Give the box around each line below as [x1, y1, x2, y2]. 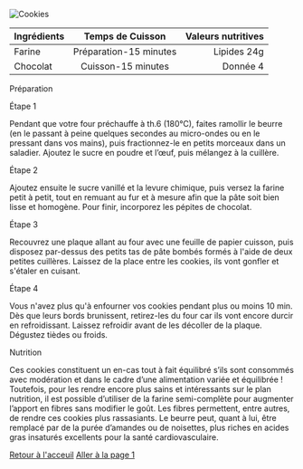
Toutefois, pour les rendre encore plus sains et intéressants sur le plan [9, 384, 271, 394]
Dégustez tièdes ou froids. [9, 330, 109, 340]
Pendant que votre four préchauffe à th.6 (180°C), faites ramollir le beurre [9, 119, 283, 129]
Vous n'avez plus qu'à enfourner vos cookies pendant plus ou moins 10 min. [9, 301, 293, 311]
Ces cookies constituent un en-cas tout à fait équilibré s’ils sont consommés [9, 365, 294, 375]
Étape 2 [9, 165, 39, 176]
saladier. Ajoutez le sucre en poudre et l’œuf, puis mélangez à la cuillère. [9, 148, 279, 158]
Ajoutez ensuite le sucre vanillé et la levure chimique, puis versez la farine [9, 182, 285, 193]
